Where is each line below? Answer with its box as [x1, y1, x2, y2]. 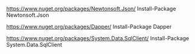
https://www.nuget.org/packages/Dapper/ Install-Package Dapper [6, 23, 172, 30]
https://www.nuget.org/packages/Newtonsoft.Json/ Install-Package [6, 5, 176, 12]
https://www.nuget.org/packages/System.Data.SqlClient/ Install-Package [6, 35, 190, 41]
